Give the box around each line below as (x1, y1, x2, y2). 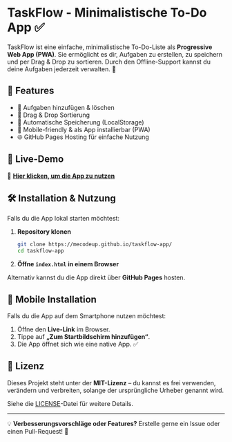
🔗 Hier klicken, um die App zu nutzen (7, 172, 115, 180)
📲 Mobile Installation (7, 293, 97, 305)
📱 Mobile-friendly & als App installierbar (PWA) (17, 125, 151, 133)
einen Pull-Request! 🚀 (7, 427, 69, 435)
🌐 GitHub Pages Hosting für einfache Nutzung (17, 133, 150, 141)
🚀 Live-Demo (7, 154, 64, 165)
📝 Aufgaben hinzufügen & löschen (17, 103, 115, 111)
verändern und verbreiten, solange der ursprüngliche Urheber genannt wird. (7, 386, 224, 394)
